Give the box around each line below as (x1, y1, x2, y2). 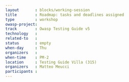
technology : (5, 31, 38, 36)
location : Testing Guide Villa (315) (5, 60, 97, 65)
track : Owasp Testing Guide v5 (5, 26, 90, 32)
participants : (5, 69, 38, 74)
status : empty (5, 41, 51, 46)
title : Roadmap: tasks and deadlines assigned (5, 12, 124, 17)
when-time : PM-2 (5, 54, 49, 60)
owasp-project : (5, 21, 38, 27)
